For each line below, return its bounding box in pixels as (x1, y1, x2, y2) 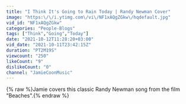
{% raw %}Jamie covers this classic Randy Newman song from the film (6, 86, 181, 93)
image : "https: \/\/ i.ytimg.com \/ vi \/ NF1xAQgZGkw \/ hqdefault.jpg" (6, 14, 171, 20)
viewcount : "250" (6, 53, 49, 59)
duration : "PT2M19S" (6, 48, 57, 53)
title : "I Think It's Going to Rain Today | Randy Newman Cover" (6, 8, 171, 15)
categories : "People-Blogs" (6, 25, 76, 31)
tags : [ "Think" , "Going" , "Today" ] (6, 31, 89, 37)
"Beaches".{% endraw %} (6, 92, 69, 99)
